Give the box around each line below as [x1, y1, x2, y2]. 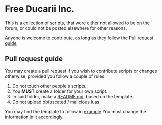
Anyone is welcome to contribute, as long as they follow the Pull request [5, 35, 154, 41]
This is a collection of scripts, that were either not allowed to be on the [5, 20, 150, 26]
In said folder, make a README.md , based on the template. [12, 93, 134, 99]
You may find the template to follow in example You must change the [5, 108, 146, 114]
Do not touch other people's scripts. [12, 83, 87, 89]
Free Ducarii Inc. [5, 3, 75, 15]
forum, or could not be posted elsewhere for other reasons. [5, 25, 127, 31]
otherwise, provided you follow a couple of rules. [5, 73, 106, 79]
